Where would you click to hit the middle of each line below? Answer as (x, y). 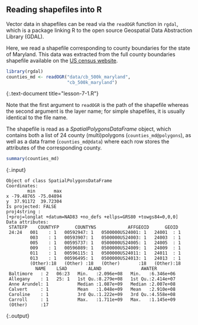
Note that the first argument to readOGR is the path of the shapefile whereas (98, 105)
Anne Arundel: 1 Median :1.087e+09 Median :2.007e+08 (92, 284)
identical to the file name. (37, 118)
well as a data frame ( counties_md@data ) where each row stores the (88, 142)
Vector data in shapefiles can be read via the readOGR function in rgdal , (92, 24)
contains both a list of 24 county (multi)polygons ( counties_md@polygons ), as (99, 135)
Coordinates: (22, 186)
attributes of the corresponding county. (54, 148)
